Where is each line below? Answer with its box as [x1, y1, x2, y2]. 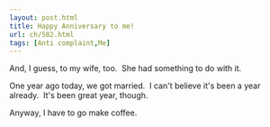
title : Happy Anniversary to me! [9, 22, 135, 31]
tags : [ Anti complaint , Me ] [9, 38, 111, 48]
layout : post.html [9, 13, 78, 23]
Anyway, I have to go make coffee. [9, 107, 138, 118]
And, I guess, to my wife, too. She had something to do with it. [9, 63, 242, 74]
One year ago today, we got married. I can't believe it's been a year [9, 80, 261, 91]
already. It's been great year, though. [9, 90, 148, 101]
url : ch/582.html [9, 30, 75, 39]
